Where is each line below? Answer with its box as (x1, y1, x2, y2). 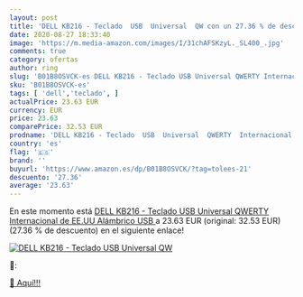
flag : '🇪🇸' (9, 147, 54, 156)
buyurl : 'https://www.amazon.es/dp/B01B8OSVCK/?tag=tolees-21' (9, 164, 252, 173)
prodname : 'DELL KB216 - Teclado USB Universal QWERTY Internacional (9, 131, 293, 140)
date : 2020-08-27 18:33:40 (9, 30, 111, 39)
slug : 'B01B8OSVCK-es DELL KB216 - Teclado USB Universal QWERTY (9, 72, 260, 81)
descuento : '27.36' (9, 172, 83, 181)
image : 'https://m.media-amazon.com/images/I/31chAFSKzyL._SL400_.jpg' (9, 38, 284, 48)
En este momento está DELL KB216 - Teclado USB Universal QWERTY (9, 206, 270, 217)
